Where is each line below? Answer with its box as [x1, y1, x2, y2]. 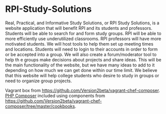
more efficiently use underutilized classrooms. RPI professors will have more [5, 36, 162, 42]
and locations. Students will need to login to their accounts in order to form [5, 46, 158, 52]
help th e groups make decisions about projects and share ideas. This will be [5, 57, 162, 62]
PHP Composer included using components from [5, 93, 106, 99]
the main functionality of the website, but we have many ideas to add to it [5, 62, 155, 68]
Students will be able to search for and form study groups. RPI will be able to [5, 30, 162, 36]
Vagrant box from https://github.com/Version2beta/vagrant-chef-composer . [5, 87, 160, 93]
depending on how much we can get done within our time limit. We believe [5, 67, 158, 73]
